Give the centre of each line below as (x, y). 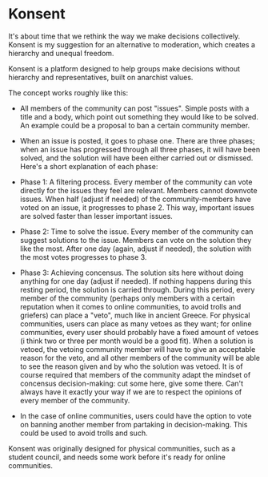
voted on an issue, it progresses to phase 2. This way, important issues (137, 207)
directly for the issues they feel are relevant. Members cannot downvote (138, 190)
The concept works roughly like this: (68, 92)
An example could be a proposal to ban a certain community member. (135, 125)
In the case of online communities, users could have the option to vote (136, 416)
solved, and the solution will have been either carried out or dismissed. (136, 158)
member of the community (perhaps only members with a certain (128, 298)
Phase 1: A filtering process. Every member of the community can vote (136, 182)
